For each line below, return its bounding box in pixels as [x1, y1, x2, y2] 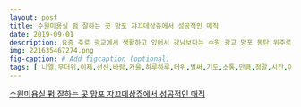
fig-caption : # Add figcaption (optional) [9, 54, 170, 63]
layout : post [9, 12, 58, 22]
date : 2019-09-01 [9, 29, 74, 38]
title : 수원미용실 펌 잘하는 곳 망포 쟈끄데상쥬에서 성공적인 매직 [9, 21, 219, 30]
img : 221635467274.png [9, 46, 94, 55]
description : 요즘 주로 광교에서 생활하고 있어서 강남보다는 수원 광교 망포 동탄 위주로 [9, 37, 292, 47]
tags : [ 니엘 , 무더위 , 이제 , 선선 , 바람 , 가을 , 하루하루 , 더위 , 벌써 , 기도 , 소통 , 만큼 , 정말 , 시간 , [9, 63, 288, 72]
